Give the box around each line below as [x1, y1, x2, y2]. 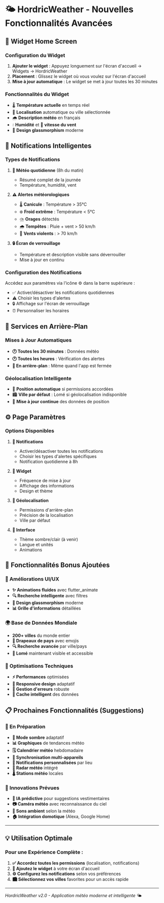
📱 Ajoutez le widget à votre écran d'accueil [12, 865, 100, 871]
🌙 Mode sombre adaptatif [12, 734, 64, 740]
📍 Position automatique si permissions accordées [12, 386, 114, 392]
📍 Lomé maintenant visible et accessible [12, 650, 94, 656]
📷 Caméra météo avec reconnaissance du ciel [12, 801, 107, 807]
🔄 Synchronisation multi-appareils [12, 754, 83, 760]
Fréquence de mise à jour [19, 477, 71, 483]
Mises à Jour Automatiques [5, 337, 72, 343]
